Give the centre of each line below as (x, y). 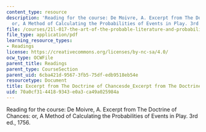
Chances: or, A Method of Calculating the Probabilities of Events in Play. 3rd (102, 116)
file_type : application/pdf (42, 35)
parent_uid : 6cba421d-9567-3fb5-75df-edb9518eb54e (72, 75)
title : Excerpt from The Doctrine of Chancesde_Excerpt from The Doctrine (104, 87)
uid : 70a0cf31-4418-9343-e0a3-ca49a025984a (63, 92)
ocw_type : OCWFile (30, 58)
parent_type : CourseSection (42, 69)
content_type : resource (37, 12)
